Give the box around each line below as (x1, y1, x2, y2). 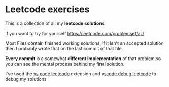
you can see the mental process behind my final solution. (5, 61, 125, 67)
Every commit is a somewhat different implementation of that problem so (5, 55, 161, 62)
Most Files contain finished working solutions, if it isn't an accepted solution (5, 40, 164, 46)
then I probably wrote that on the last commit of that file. (5, 45, 123, 51)
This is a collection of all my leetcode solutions (5, 20, 105, 26)
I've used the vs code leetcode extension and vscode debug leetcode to (5, 70, 156, 77)
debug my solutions (5, 76, 47, 82)
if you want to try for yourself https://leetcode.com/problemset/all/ (5, 30, 145, 36)
